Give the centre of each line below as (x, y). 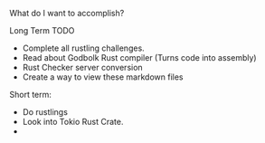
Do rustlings (45, 112)
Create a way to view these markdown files (103, 77)
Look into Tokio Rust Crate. (73, 122)
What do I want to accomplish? (67, 13)
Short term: (31, 95)
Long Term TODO (42, 30)
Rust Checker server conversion (82, 67)
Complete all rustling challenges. (83, 48)
